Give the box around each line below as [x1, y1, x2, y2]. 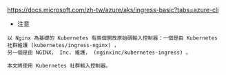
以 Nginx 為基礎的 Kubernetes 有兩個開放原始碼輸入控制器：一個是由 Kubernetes [7, 35, 218, 42]
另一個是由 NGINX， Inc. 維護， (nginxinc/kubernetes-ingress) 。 [7, 49, 192, 56]
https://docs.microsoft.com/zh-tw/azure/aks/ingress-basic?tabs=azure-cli [7, 6, 219, 14]
